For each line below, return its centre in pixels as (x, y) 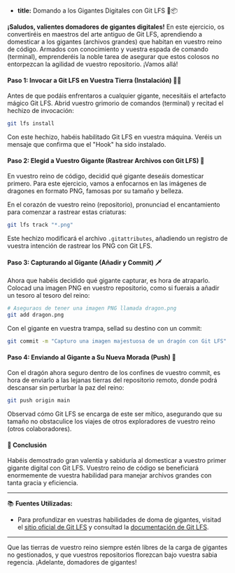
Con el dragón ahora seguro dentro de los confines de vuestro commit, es (114, 373)
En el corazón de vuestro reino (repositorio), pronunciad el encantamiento (114, 205)
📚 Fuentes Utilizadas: (40, 503)
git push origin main (39, 401)
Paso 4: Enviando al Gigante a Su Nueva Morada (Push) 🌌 (92, 357)
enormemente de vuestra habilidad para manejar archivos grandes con (109, 475)
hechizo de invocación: (41, 111)
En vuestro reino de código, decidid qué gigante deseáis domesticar (106, 176)
